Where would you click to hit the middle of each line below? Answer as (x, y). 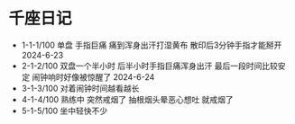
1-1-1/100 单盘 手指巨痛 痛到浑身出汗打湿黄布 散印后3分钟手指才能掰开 (152, 45)
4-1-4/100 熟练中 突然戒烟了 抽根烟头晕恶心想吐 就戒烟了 (127, 99)
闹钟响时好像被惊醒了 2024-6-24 (93, 76)
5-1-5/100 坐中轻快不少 (65, 111)
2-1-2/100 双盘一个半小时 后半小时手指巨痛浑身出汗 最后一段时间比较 (150, 66)
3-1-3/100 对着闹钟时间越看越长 (80, 88)
